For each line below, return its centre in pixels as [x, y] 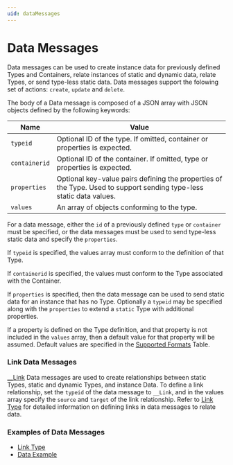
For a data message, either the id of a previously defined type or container [114, 224]
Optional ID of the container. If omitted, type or [132, 159]
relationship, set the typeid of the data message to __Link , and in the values [115, 392]
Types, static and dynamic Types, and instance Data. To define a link [105, 385]
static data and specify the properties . [62, 239]
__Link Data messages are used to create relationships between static [107, 377]
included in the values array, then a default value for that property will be [111, 337]
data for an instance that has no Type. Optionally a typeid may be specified [115, 301]
